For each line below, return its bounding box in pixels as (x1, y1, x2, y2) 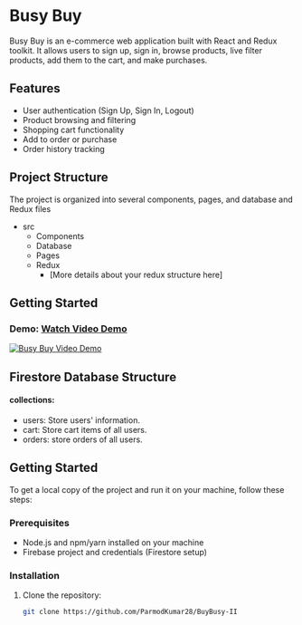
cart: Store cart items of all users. (22, 424, 147, 435)
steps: (9, 494, 33, 505)
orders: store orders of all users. (22, 434, 143, 445)
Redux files (9, 203, 52, 214)
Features (9, 81, 61, 96)
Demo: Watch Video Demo (9, 322, 128, 335)
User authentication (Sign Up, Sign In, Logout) (22, 105, 194, 116)
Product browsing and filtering (22, 114, 137, 125)
